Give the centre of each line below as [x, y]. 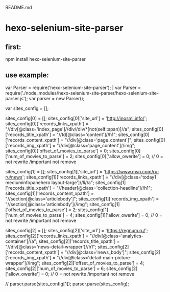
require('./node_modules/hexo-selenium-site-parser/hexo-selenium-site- [82, 93]
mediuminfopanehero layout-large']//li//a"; [50, 182]
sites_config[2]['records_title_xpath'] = [79, 241]
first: [13, 47]
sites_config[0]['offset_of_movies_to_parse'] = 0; [57, 151]
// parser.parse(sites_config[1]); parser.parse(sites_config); [67, 284]
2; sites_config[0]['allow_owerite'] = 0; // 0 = [116, 156]
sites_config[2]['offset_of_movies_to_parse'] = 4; [93, 263]
